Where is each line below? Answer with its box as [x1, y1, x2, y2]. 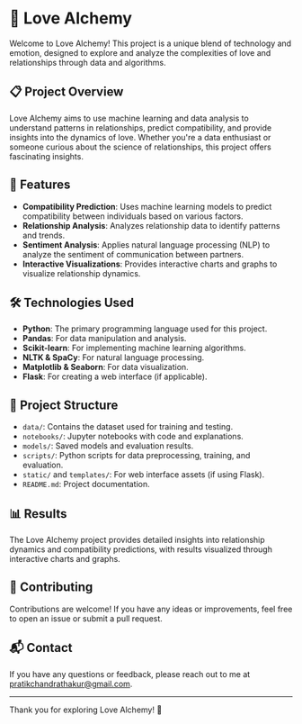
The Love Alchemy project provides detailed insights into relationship [9, 535, 265, 545]
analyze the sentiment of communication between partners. [22, 249, 244, 259]
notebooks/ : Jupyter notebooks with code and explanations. [22, 431, 244, 442]
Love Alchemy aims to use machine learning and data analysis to [9, 113, 249, 123]
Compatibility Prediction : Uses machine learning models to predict [22, 201, 272, 212]
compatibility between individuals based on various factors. [22, 211, 244, 222]
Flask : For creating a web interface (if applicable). [22, 371, 209, 382]
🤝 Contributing [9, 580, 93, 595]
